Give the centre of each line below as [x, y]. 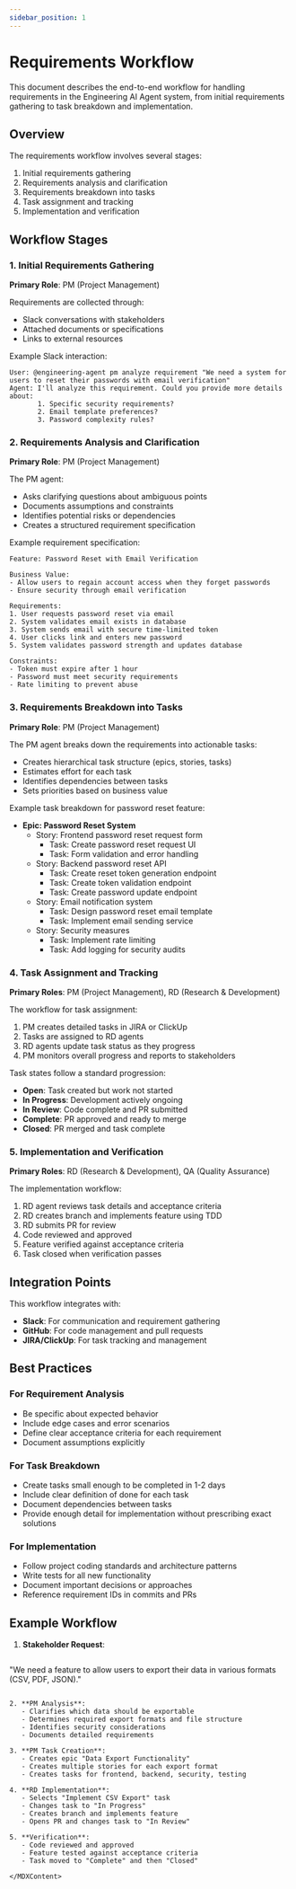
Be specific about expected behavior [90, 1413]
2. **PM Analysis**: [48, 1704]
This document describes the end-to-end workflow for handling [127, 87]
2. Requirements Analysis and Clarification [104, 442]
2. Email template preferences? [98, 412]
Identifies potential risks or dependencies [99, 516]
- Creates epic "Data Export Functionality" [106, 1759]
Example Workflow [63, 1623]
